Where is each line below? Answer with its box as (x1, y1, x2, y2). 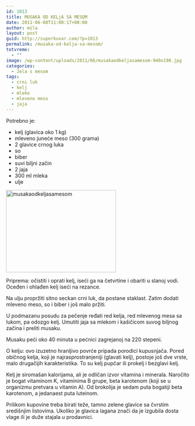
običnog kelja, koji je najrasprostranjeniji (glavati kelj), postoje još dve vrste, (6, 353, 188, 360)
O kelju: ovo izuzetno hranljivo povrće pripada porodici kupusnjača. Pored (6, 347, 184, 354)
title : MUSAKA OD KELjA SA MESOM (6, 14, 88, 20)
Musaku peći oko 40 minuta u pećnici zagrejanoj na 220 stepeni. (6, 336, 162, 343)
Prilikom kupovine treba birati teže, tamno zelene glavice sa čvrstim (6, 401, 169, 408)
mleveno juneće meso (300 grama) (14, 135, 100, 142)
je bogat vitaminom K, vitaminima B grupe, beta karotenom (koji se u (6, 377, 171, 384)
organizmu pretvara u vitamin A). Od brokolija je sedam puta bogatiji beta (6, 383, 183, 390)
